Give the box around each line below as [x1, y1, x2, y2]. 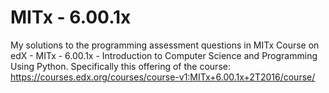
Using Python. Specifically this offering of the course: [10, 60, 231, 72]
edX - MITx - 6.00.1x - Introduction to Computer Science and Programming [10, 49, 318, 61]
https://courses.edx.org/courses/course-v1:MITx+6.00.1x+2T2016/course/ [10, 71, 316, 83]
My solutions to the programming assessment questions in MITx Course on [10, 39, 320, 51]
